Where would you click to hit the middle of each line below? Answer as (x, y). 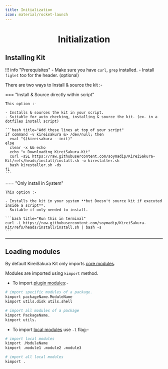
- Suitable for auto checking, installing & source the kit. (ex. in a (81, 117)
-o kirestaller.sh (100, 161)
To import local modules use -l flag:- (50, 329)
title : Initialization (29, 10)
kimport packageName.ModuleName (39, 297)
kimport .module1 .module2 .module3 (43, 348)
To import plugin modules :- (40, 283)
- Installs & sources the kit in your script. (54, 112)
